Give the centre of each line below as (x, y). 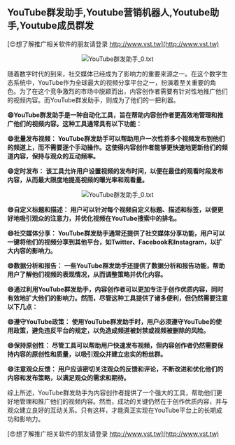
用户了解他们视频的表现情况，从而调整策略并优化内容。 (87, 274)
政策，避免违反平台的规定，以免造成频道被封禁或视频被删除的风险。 (111, 330)
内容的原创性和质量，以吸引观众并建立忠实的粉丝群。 (90, 354)
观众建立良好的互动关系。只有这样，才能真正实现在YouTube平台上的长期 (112, 410)
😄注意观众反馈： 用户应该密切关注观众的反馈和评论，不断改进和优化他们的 (115, 369)
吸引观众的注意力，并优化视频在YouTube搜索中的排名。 (100, 218)
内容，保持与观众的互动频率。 (56, 156)
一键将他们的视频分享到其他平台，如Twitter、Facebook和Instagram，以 (112, 242)
